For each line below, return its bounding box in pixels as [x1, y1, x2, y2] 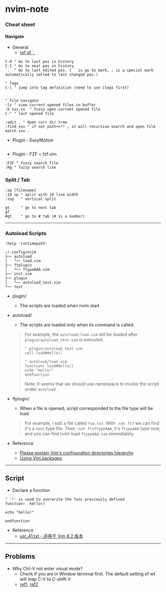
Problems [5, 552, 36, 561]
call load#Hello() [24, 350, 63, 355]
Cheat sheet [5, 21, 36, 28]
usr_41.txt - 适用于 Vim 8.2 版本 [19, 533, 83, 539]
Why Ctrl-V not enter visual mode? [12, 565, 83, 571]
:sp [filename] [5, 188, 37, 193]
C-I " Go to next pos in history [5, 63, 74, 69]
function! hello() [5, 501, 45, 506]
